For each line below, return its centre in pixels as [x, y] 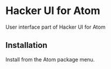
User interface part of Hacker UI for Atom [55, 27]
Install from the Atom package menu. [50, 59]
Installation [26, 45]
